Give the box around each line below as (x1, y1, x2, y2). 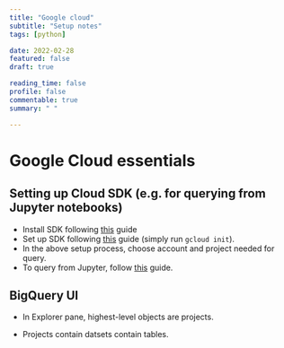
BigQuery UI (9, 288, 79, 303)
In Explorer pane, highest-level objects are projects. (22, 311, 214, 323)
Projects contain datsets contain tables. (22, 329, 169, 340)
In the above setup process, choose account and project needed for (22, 243, 275, 254)
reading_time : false (9, 79, 87, 88)
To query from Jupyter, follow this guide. (22, 262, 173, 273)
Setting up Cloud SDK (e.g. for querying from (9, 186, 267, 202)
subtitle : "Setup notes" (9, 22, 102, 30)
